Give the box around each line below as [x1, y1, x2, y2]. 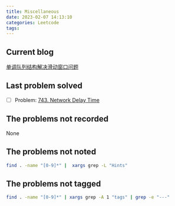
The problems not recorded [6, 114, 109, 124]
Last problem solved [6, 81, 82, 91]
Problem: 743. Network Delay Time [14, 96, 100, 103]
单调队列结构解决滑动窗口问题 [6, 63, 78, 71]
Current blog [6, 47, 54, 57]
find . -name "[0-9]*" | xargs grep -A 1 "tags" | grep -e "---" [6, 194, 170, 201]
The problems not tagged [6, 178, 101, 189]
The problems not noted [6, 147, 96, 157]
